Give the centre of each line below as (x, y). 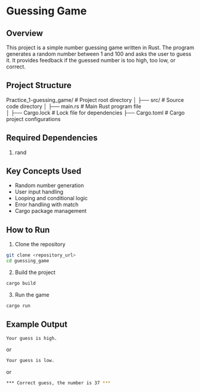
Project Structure (39, 85)
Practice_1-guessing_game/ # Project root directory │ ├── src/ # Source (95, 99)
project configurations (33, 119)
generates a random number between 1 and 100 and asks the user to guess (99, 54)
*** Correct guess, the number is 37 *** (59, 383)
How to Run (28, 230)
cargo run (19, 306)
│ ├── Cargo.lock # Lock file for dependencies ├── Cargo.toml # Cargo (96, 113)
